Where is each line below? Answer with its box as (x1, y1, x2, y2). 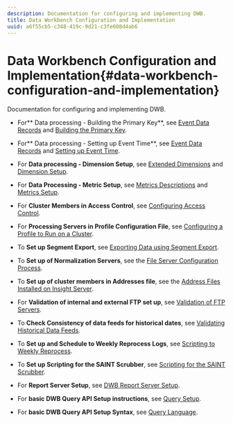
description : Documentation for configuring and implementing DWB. (7, 10, 207, 17)
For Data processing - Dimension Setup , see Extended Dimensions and (17, 160, 223, 168)
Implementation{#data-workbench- (7, 67, 218, 83)
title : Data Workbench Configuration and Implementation (7, 17, 175, 24)
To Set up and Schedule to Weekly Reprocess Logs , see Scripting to (17, 340, 216, 348)
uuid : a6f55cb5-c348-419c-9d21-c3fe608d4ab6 (7, 23, 138, 30)
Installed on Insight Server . (17, 285, 94, 293)
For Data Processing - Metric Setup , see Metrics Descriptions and (17, 181, 208, 189)
